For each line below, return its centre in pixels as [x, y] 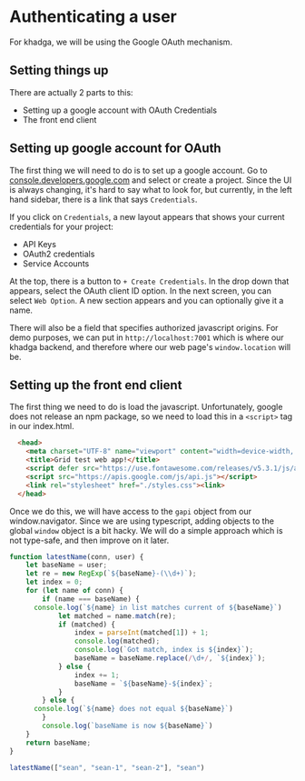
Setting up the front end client [96, 385]
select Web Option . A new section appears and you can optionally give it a [147, 300]
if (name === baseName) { [91, 599]
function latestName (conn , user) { [77, 556]
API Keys [39, 244]
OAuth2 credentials [59, 254]
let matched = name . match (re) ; [117, 616]
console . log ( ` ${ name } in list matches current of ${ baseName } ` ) [157, 607]
